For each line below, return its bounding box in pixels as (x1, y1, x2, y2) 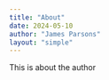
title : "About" (9, 12, 66, 22)
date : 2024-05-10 (9, 21, 74, 30)
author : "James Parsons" (9, 29, 101, 38)
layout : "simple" (9, 37, 74, 47)
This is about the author (9, 62, 96, 73)
